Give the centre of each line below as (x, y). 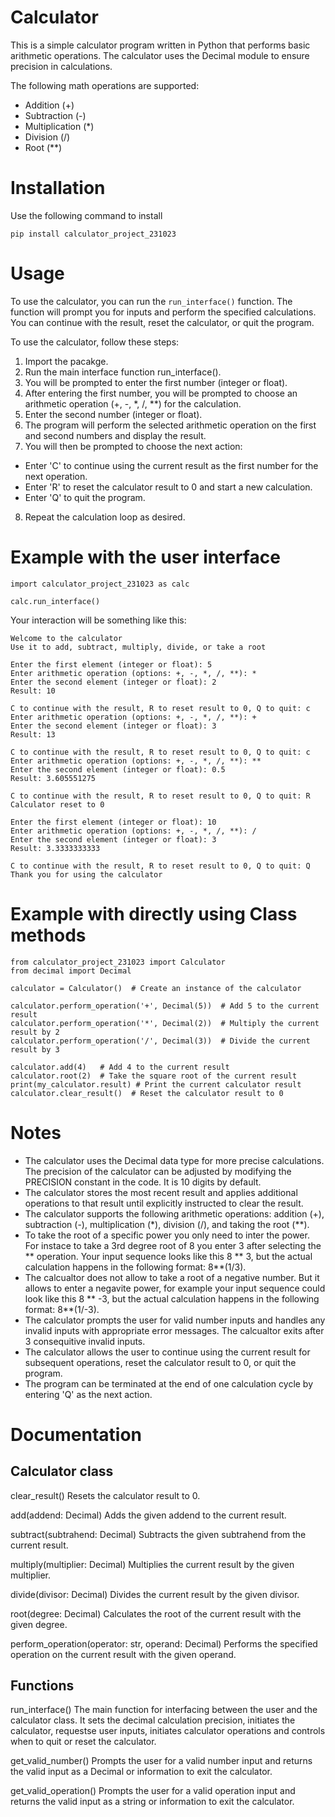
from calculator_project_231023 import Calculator (118, 962)
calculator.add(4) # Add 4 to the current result (120, 1067)
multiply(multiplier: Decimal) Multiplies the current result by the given (152, 1564)
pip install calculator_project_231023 (93, 234)
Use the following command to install (86, 215)
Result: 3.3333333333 (55, 848)
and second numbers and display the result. (115, 435)
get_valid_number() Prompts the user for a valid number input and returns (161, 1761)
